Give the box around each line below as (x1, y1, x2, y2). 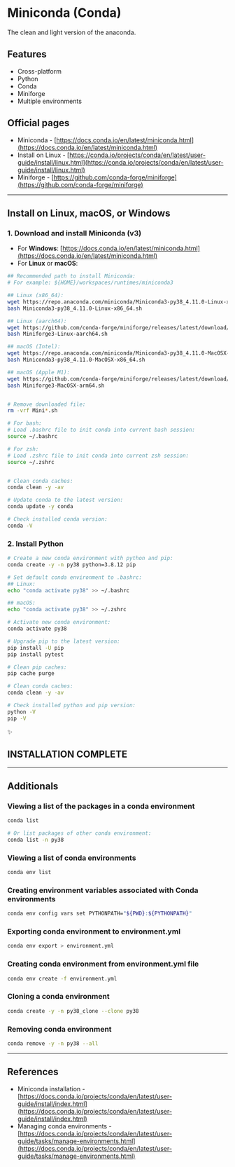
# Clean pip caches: (7, 664, 68, 671)
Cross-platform (17, 67, 62, 75)
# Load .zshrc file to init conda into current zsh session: (7, 452, 190, 459)
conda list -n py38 (7, 836, 64, 843)
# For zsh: (7, 445, 39, 453)
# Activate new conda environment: (7, 619, 111, 626)
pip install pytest (7, 650, 64, 658)
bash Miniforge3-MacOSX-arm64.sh (7, 382, 105, 389)
